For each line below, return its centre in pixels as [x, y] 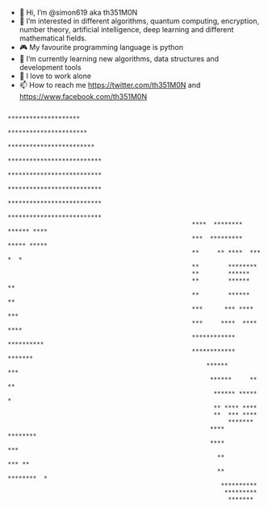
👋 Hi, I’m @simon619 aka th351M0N [78, 12]
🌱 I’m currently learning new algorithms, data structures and [119, 59]
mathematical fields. [53, 38]
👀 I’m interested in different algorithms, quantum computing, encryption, [139, 21]
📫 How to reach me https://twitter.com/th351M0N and [110, 85]
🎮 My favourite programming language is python [101, 47]
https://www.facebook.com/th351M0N [83, 96]
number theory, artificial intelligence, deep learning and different [126, 29]
